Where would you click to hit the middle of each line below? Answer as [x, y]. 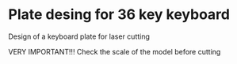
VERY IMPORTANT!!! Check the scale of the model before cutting [115, 51]
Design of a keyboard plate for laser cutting [79, 36]
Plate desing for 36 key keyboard [119, 15]
